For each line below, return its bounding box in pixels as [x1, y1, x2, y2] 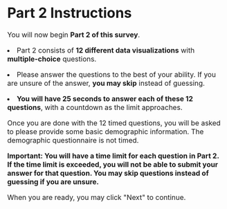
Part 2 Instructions [7, 3, 132, 21]
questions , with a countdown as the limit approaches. [7, 102, 183, 112]
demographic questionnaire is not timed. [7, 136, 139, 145]
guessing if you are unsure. [7, 177, 99, 187]
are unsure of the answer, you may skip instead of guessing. [7, 78, 206, 88]
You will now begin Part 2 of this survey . [7, 30, 140, 39]
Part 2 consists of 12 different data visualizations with [17, 46, 195, 55]
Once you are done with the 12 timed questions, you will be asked [7, 118, 221, 128]
